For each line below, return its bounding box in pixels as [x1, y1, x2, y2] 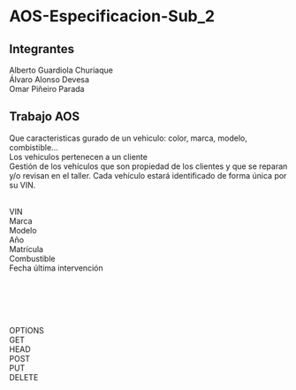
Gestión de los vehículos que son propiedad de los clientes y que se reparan [9, 161, 288, 172]
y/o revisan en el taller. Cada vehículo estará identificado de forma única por [9, 170, 287, 180]
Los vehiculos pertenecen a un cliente [9, 151, 148, 162]
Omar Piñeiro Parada [9, 84, 85, 94]
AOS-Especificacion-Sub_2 [9, 6, 215, 27]
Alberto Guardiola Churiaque [9, 65, 113, 75]
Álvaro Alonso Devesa [9, 74, 90, 85]
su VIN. [9, 180, 36, 190]
